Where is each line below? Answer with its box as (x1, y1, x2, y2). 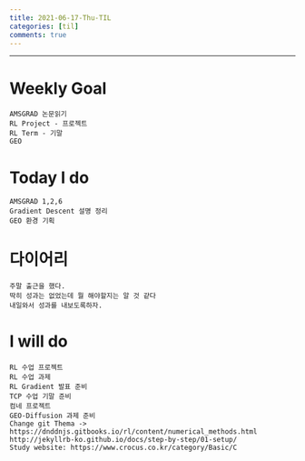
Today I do (9, 167, 89, 187)
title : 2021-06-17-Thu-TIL (9, 13, 112, 23)
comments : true (9, 30, 67, 39)
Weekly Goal (9, 78, 107, 98)
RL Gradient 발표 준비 (9, 383, 88, 392)
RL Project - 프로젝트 (9, 119, 88, 128)
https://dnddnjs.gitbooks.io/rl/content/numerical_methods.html (9, 427, 258, 436)
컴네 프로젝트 (9, 402, 52, 411)
